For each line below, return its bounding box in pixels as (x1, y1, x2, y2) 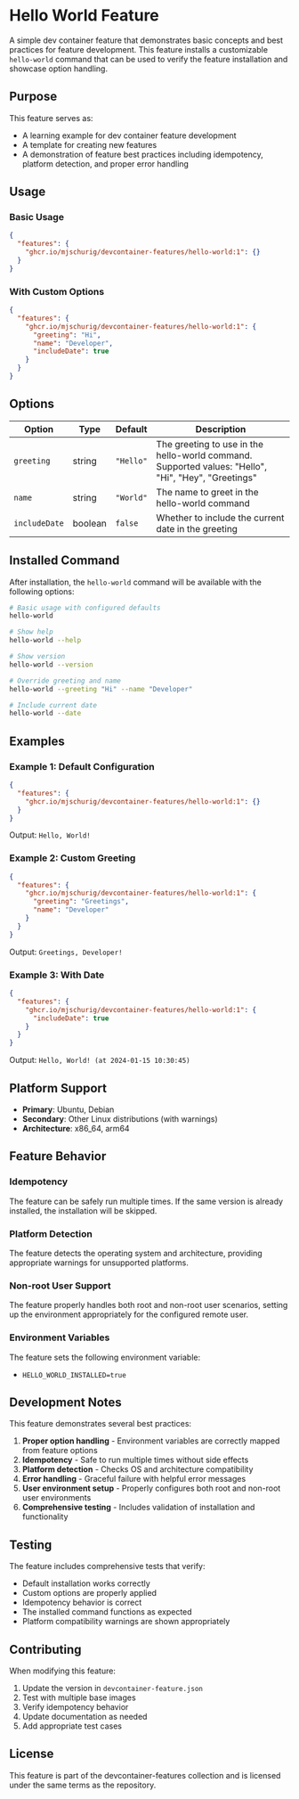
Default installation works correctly (21, 1578, 151, 1589)
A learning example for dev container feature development (21, 130, 238, 141)
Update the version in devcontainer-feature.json (21, 1682, 203, 1693)
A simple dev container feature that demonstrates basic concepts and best (9, 35, 283, 45)
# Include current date (9, 700, 98, 709)
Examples (9, 733, 65, 748)
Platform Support (9, 1080, 107, 1096)
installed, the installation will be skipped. (9, 1205, 158, 1216)
